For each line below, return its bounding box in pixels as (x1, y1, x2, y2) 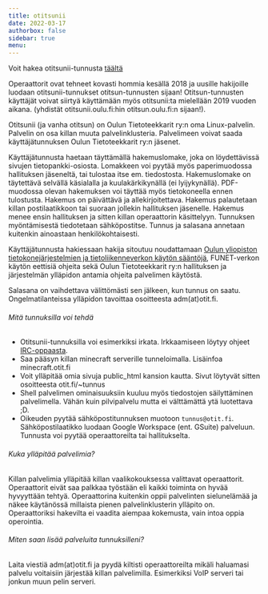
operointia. (8, 516, 44, 526)
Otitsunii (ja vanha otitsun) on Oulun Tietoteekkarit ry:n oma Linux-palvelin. (8, 120, 256, 130)
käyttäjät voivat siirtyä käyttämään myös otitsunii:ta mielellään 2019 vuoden (8, 96, 257, 106)
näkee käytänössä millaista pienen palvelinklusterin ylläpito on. (8, 500, 215, 509)
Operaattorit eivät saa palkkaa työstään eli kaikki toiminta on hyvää (8, 482, 228, 492)
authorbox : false (8, 26, 66, 34)
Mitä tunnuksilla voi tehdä (8, 312, 94, 322)
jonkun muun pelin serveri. (8, 576, 96, 586)
